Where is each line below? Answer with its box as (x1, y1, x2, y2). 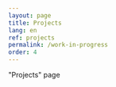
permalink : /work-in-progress (8, 41, 109, 49)
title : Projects (8, 19, 62, 27)
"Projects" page (8, 70, 61, 79)
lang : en (8, 26, 37, 34)
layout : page (8, 11, 52, 20)
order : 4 (8, 48, 37, 56)
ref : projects (8, 33, 56, 42)
